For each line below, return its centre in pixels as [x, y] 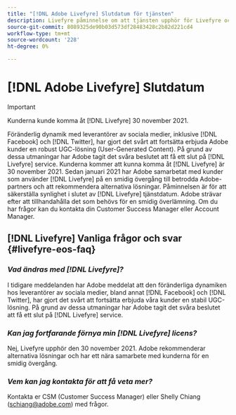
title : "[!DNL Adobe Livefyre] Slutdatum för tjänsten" [91, 14]
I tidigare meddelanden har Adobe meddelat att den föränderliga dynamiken [117, 285]
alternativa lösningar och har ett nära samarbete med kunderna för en [108, 355]
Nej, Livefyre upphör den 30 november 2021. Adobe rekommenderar [106, 348]
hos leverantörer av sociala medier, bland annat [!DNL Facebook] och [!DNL [117, 292]
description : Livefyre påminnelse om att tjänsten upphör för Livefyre [114, 20]
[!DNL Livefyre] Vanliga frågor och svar [95, 239]
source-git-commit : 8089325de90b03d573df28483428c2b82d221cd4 [100, 27]
